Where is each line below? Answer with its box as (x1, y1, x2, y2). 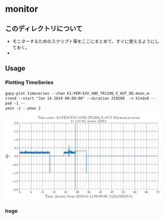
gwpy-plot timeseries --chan (5, 91, 65, 96)
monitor (5, 3, 39, 15)
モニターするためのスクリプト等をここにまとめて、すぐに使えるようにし (12, 38, 160, 44)
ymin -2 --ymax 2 (5, 106, 41, 110)
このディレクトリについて (5, 24, 82, 33)
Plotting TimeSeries (5, 79, 54, 86)
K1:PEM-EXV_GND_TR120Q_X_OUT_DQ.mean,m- (67, 91, 152, 96)
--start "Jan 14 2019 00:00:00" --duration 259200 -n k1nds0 (18, 96, 149, 101)
